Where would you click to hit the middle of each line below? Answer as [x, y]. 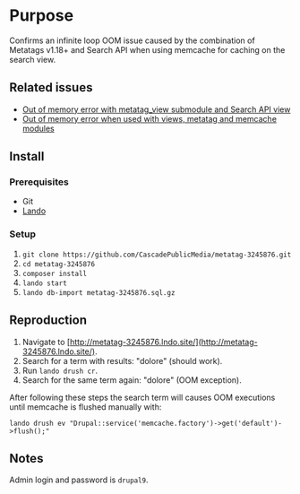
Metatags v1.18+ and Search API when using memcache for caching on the [147, 49]
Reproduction [48, 321]
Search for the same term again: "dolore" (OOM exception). [132, 380]
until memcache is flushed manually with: [86, 407]
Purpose [42, 16]
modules [39, 128]
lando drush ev [38, 423]
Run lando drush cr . [60, 370]
